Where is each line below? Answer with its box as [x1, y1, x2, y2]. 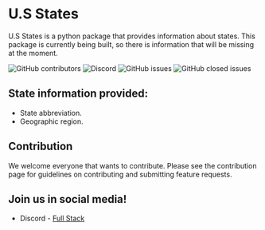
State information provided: [8, 87, 149, 101]
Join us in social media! [8, 192, 127, 206]
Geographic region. [19, 117, 84, 126]
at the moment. [8, 48, 58, 57]
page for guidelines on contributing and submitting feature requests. [8, 169, 232, 179]
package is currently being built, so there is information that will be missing [8, 39, 255, 49]
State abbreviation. [19, 108, 82, 117]
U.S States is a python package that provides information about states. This [8, 31, 256, 41]
